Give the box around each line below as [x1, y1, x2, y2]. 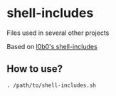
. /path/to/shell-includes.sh [6, 82, 97, 89]
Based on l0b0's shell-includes [6, 42, 97, 50]
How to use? [6, 63, 63, 75]
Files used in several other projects [6, 28, 110, 37]
